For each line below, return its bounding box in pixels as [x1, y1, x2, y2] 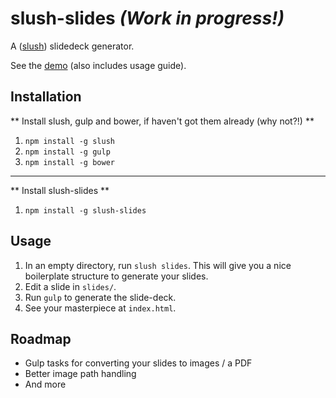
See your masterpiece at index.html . [24, 302, 177, 314]
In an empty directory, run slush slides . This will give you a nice [24, 259, 292, 271]
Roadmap [10, 330, 72, 347]
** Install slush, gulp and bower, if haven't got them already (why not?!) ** [10, 115, 315, 127]
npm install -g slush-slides [24, 205, 147, 216]
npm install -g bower [24, 157, 115, 167]
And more [24, 378, 67, 391]
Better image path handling [24, 368, 137, 380]
